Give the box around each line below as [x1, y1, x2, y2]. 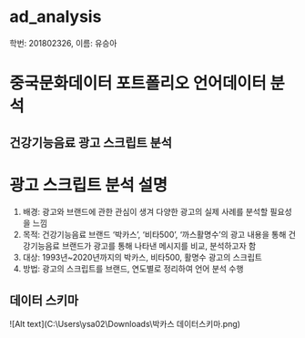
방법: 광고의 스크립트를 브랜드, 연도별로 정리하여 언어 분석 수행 [22, 263, 244, 274]
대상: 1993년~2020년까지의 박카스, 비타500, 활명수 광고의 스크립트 [22, 252, 262, 263]
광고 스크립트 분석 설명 [9, 175, 168, 195]
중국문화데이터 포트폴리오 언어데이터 [9, 73, 267, 94]
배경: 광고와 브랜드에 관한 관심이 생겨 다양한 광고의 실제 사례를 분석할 [22, 207, 269, 218]
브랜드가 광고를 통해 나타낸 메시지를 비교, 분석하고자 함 [62, 241, 257, 251]
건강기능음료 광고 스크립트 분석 [9, 135, 173, 150]
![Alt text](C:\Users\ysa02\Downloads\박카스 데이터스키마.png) [9, 319, 241, 330]
